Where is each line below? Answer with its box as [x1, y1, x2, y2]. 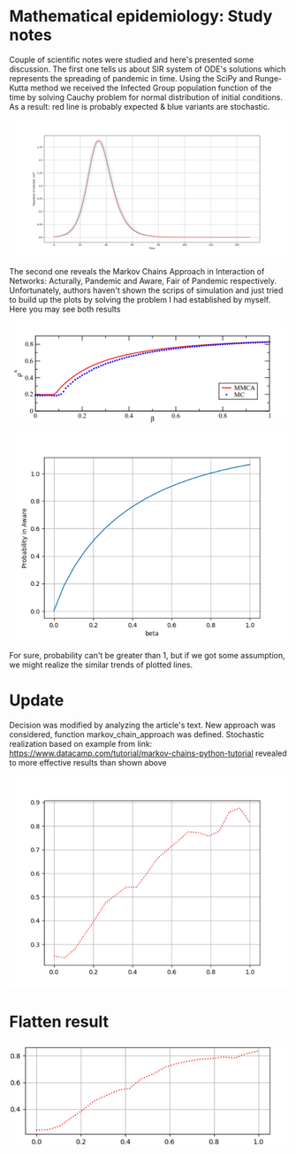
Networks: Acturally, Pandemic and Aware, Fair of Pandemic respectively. [9, 275, 277, 286]
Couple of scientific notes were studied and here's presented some [9, 54, 254, 65]
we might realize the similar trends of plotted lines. [9, 659, 193, 670]
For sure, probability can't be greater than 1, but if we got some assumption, [9, 650, 285, 660]
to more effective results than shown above [9, 757, 167, 767]
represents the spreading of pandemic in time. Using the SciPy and [9, 73, 254, 83]
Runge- [254, 73, 283, 83]
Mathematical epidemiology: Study [9, 6, 273, 27]
